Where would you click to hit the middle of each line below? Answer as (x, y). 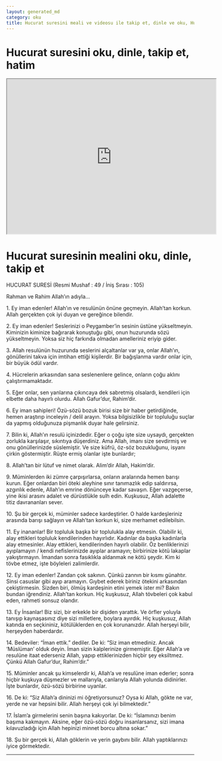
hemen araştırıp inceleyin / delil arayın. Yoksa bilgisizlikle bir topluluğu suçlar (100, 417)
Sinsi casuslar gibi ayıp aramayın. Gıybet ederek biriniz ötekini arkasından (96, 582)
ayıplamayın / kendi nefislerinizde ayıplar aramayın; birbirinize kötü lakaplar (98, 551)
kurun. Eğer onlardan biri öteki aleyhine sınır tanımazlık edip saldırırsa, (92, 483)
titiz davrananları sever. (35, 502)
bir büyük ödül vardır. (32, 363)
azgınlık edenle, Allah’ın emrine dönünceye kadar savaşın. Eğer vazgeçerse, (99, 490)
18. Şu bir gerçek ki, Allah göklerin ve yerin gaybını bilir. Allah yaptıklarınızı (97, 740)
